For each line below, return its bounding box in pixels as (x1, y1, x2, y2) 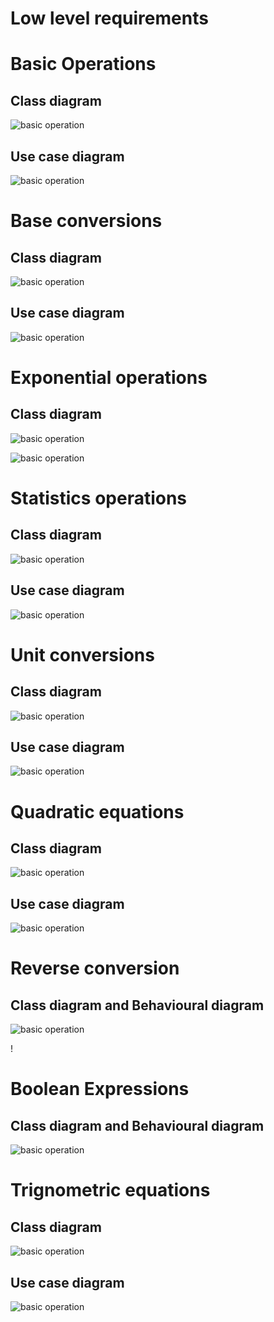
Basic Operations (10, 53, 157, 76)
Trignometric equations (10, 1179, 211, 1202)
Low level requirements (10, 7, 209, 30)
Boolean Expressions (10, 1078, 190, 1101)
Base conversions (10, 210, 163, 232)
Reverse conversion (10, 957, 180, 980)
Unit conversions (10, 643, 155, 666)
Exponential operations (10, 367, 208, 389)
